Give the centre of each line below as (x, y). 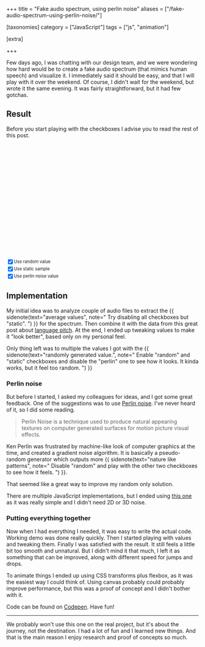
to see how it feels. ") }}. (37, 472)
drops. (14, 564)
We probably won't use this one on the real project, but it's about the (92, 624)
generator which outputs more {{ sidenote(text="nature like (102, 459)
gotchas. (17, 95)
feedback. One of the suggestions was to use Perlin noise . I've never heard (101, 403)
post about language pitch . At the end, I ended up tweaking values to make (101, 330)
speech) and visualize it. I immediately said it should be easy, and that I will (100, 75)
